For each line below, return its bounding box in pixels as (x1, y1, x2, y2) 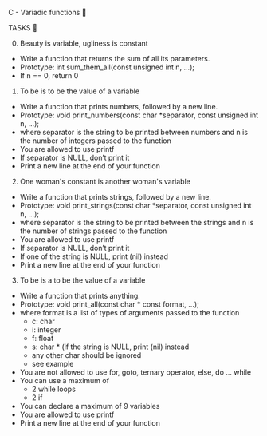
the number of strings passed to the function (19, 226, 167, 236)
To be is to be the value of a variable (19, 86, 140, 96)
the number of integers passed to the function (19, 136, 171, 145)
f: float (31, 334, 54, 343)
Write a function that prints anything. (19, 291, 141, 300)
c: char (31, 316, 55, 326)
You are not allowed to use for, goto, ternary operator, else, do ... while (19, 367, 252, 377)
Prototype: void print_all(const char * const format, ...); (19, 299, 199, 309)
